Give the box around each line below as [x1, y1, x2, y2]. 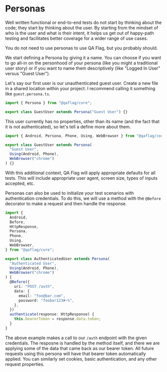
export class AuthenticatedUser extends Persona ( [5, 256, 110, 261]
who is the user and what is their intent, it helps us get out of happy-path [5, 30, 154, 36]
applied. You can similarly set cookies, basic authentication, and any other [5, 356, 157, 362]
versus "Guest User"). [5, 70, 51, 76]
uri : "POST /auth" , [14, 284, 55, 289]
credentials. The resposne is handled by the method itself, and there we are [5, 340, 160, 346]
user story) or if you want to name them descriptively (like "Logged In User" [5, 65, 161, 71]
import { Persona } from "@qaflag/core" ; [5, 100, 92, 105]
